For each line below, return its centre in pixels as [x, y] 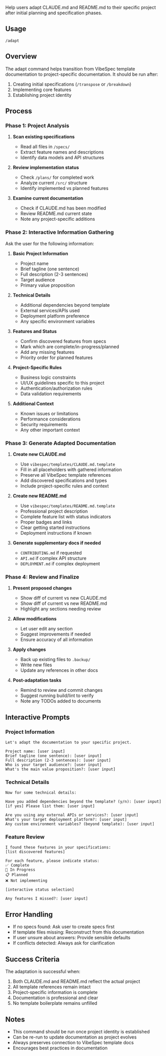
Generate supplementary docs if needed [57, 543]
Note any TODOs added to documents [61, 701]
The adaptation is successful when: [43, 971]
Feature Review [25, 837]
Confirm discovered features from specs [63, 341]
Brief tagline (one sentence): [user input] [54, 756]
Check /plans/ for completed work [57, 177]
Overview [21, 57]
